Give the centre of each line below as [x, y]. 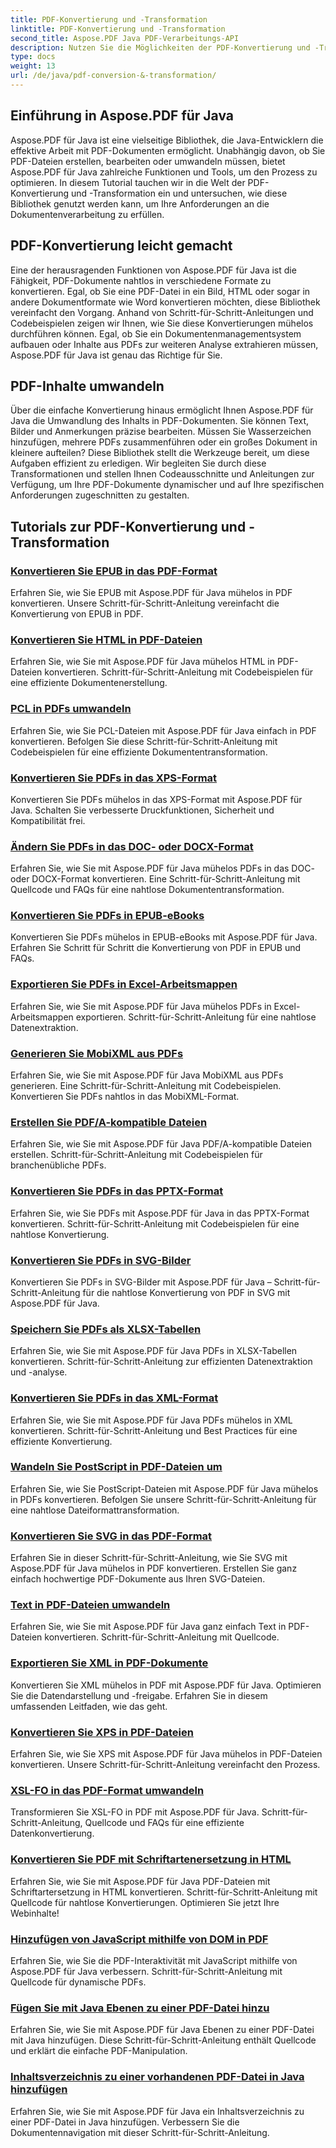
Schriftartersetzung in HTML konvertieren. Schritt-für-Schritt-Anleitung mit [164, 1892]
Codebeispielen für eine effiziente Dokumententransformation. [139, 752]
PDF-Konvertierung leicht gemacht [121, 246]
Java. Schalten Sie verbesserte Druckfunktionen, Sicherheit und [142, 810]
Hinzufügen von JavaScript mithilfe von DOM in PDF [139, 1939]
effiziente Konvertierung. [61, 1441]
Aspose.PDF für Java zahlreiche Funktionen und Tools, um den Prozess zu [164, 172]
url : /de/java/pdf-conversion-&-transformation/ [113, 76]
